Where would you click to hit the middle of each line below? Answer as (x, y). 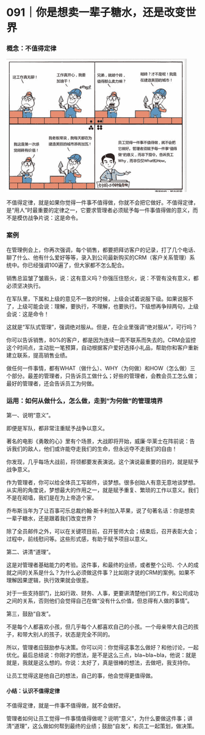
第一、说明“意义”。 (30, 415)
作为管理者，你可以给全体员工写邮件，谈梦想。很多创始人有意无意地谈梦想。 (103, 483)
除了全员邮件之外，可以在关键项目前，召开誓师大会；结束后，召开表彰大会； (103, 532)
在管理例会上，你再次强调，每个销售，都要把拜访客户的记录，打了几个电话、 (103, 250)
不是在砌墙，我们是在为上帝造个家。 (52, 498)
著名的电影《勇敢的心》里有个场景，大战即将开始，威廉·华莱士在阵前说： (98, 441)
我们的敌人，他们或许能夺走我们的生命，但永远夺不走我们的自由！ (94, 449)
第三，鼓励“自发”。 (30, 614)
